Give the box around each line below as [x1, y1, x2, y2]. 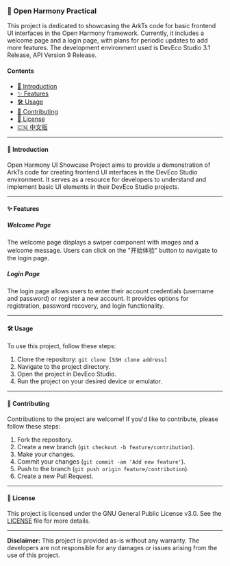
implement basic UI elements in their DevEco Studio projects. [7, 182, 180, 191]
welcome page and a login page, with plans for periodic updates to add [7, 36, 208, 45]
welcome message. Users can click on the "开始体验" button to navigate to [7, 247, 218, 255]
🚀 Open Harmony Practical [7, 6, 97, 16]
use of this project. [7, 551, 60, 559]
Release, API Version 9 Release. [7, 51, 97, 59]
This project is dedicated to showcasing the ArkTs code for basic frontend [7, 22, 216, 30]
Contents [7, 67, 34, 75]
